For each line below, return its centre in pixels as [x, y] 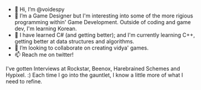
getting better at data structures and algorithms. [74, 41]
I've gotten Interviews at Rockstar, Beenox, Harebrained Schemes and [93, 69]
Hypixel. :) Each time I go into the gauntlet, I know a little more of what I [94, 75]
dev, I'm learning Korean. [45, 28]
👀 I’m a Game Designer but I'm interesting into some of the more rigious [104, 16]
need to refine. [24, 81]
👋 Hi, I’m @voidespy [39, 9]
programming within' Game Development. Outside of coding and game [103, 22]
